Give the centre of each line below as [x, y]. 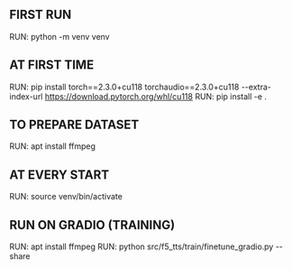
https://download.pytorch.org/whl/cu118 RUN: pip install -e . [156, 96]
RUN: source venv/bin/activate [66, 197]
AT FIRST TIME [52, 65]
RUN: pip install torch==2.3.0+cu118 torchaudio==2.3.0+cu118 [124, 87]
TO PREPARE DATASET [74, 125]
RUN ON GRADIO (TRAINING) [92, 225]
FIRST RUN [41, 15]
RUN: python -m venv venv [59, 36]
